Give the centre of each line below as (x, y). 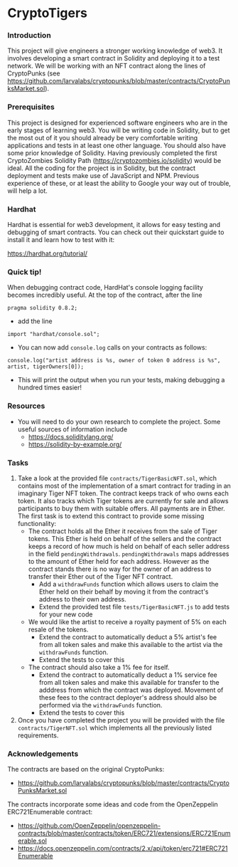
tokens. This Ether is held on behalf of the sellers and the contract (125, 538)
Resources (26, 406)
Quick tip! (25, 272)
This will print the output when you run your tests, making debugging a (121, 380)
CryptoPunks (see (34, 73)
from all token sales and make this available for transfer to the (129, 682)
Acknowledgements (43, 754)
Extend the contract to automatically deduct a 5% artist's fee (128, 637)
